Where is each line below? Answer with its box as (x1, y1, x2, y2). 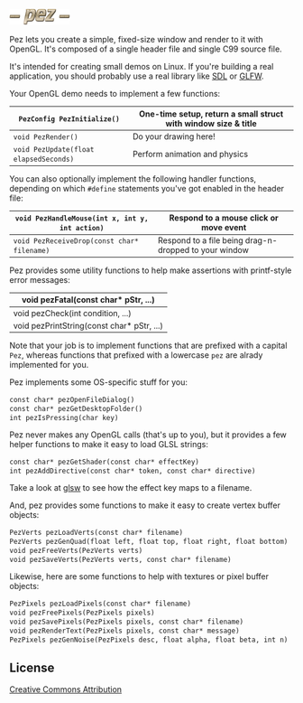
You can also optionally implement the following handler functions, (9, 173, 257, 184)
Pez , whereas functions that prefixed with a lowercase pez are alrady (9, 350, 263, 361)
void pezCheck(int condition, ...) (13, 307, 133, 318)
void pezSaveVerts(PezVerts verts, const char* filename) (9, 556, 232, 565)
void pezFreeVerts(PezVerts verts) (9, 547, 143, 556)
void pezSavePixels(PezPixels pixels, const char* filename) (9, 617, 244, 627)
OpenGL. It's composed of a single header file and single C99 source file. (9, 43, 282, 54)
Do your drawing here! (132, 131, 216, 142)
